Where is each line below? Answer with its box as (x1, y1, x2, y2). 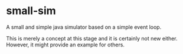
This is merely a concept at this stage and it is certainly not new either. (6, 35, 178, 42)
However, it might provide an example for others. (6, 41, 125, 48)
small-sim (6, 4, 56, 18)
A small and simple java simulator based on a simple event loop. (6, 23, 162, 31)
